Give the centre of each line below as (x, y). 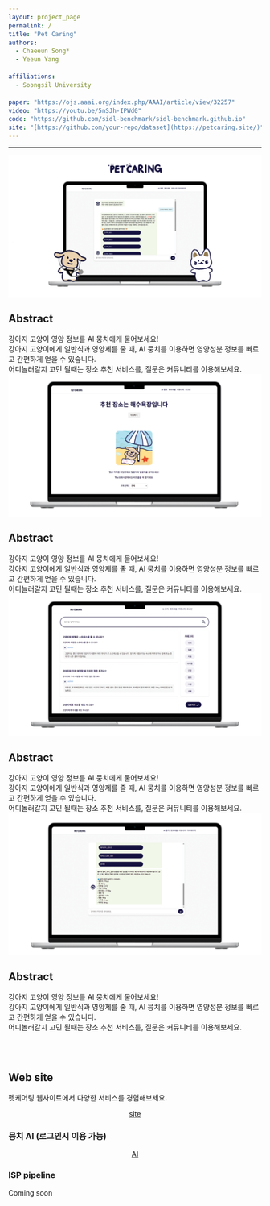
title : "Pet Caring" (43, 34)
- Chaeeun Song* (43, 51)
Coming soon (31, 1192)
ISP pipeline (32, 1175)
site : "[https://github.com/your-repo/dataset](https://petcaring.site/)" (136, 128)
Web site (31, 1077)
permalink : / (30, 25)
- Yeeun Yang (37, 60)
